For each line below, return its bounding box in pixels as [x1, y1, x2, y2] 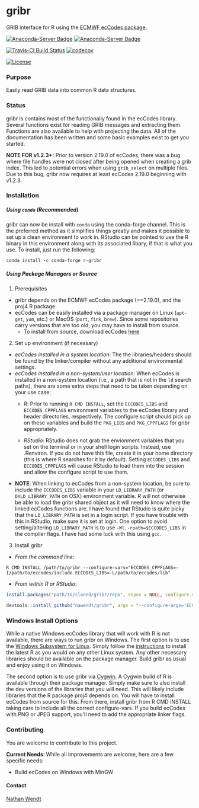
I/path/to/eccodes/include [6, 570, 73, 576]
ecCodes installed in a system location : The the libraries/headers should [14, 351, 192, 358]
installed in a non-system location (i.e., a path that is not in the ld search [14, 376, 192, 384]
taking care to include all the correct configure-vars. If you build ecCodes [6, 704, 185, 712]
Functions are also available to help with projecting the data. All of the [6, 127, 176, 135]
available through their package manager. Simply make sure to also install [6, 679, 186, 686]
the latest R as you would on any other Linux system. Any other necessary [6, 649, 187, 656]
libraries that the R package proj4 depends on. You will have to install [6, 692, 175, 699]
